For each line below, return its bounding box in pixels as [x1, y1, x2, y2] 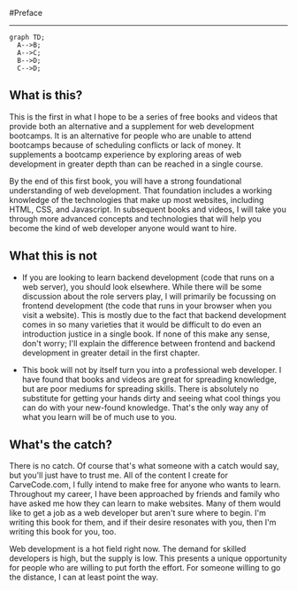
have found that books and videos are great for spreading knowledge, [21, 374, 277, 385]
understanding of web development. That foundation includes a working [9, 185, 272, 196]
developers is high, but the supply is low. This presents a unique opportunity [9, 553, 287, 564]
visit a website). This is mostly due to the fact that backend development [21, 309, 287, 320]
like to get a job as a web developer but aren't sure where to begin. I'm [9, 508, 267, 518]
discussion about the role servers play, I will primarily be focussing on [21, 291, 277, 301]
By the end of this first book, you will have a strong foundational [9, 175, 242, 186]
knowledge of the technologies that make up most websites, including [9, 194, 264, 205]
